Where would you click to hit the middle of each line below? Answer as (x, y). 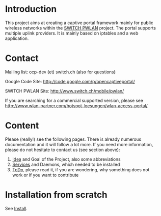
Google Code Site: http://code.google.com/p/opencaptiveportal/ (70, 81)
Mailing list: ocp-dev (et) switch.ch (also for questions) (60, 72)
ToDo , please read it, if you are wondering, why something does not (81, 170)
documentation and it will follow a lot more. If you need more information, (79, 144)
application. (17, 38)
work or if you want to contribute (45, 175)
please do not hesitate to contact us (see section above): (63, 150)
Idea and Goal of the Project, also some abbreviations (67, 159)
